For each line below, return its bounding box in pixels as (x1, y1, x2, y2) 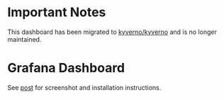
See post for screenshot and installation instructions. (7, 83, 162, 92)
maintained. (7, 35, 42, 43)
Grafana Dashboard (7, 60, 125, 76)
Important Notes (7, 4, 106, 21)
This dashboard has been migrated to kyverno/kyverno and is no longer (7, 28, 218, 36)
